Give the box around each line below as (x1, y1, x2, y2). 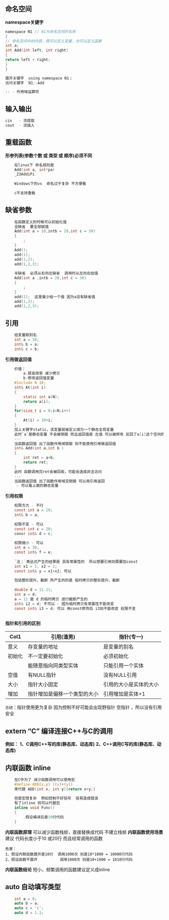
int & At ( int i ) (14, 385, 46, 390)
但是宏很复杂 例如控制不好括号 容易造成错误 (14, 796, 99, 801)
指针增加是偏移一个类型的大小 (28, 691, 99, 698)
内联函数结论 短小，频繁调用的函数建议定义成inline (5, 866, 110, 872)
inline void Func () (14, 805, 55, 810)
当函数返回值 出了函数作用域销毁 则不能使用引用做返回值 (14, 441, 117, 446)
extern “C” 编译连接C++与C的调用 (5, 727, 113, 735)
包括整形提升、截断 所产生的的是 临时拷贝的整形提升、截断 (14, 578, 120, 583)
